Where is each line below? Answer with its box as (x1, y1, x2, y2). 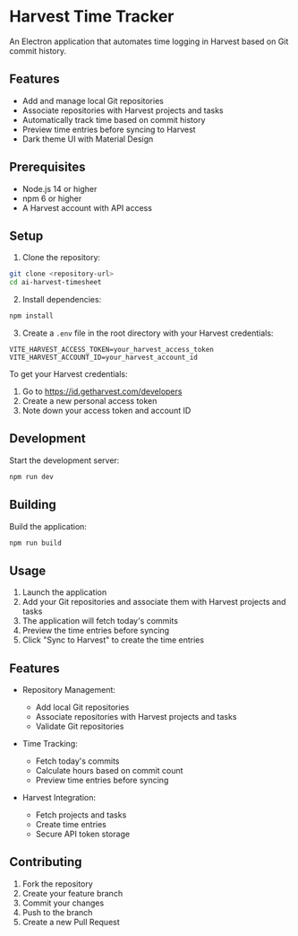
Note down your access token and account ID (21, 406, 192, 416)
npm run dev (9, 472, 54, 481)
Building (9, 497, 56, 512)
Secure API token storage (35, 828, 131, 839)
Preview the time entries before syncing (21, 625, 170, 636)
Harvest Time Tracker (9, 6, 175, 27)
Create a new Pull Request (21, 916, 121, 927)
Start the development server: (9, 455, 120, 466)
